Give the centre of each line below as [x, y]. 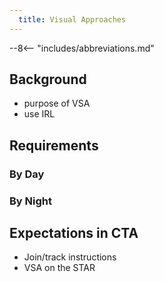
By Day [27, 174]
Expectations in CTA [74, 233]
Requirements [54, 145]
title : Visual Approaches [72, 19]
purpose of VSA [57, 103]
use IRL [39, 114]
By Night [30, 201]
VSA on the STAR [59, 268]
